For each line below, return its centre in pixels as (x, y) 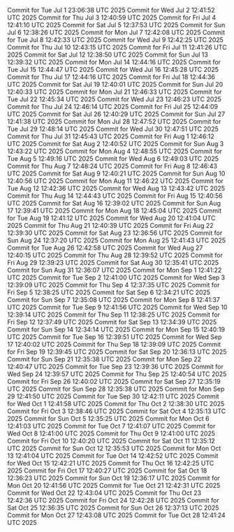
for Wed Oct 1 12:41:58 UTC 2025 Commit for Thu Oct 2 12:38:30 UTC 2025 (116, 404)
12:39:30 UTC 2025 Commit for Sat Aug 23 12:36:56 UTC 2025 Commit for (115, 233)
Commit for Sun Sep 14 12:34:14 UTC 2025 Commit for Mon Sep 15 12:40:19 (116, 329)
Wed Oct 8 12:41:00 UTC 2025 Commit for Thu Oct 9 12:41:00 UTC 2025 (111, 433)
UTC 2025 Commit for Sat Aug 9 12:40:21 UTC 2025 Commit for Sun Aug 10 (116, 173)
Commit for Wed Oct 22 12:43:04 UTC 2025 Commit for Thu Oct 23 (104, 493)
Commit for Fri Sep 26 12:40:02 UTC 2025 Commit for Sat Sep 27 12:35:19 (114, 381)
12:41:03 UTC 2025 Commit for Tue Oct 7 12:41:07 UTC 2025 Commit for (111, 426)
